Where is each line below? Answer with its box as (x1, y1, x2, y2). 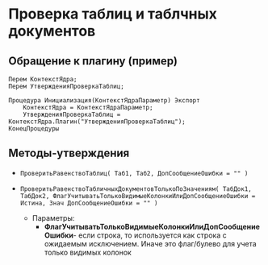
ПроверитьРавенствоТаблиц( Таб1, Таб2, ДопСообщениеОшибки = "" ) (19, 169, 249, 177)
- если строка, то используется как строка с (73, 230, 228, 240)
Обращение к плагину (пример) (8, 54, 178, 68)
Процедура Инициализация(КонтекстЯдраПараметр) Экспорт (8, 97, 200, 105)
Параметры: (31, 213, 75, 222)
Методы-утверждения (8, 147, 130, 160)
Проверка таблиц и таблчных (8, 5, 218, 23)
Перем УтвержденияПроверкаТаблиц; (8, 82, 125, 90)
